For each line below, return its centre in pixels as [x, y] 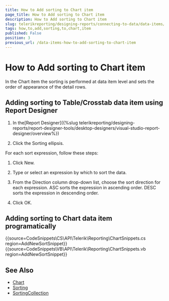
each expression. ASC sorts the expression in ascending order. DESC [84, 187]
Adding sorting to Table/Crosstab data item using [84, 103]
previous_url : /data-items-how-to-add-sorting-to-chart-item [71, 43]
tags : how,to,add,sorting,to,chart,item [48, 29]
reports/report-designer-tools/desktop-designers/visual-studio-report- [86, 128]
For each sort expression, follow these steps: [52, 153]
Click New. [24, 163]
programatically [31, 226]
